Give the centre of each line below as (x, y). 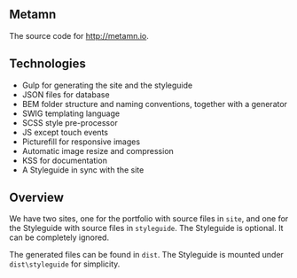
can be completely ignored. (59, 237)
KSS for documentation (65, 160)
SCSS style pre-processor (70, 122)
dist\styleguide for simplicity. (65, 264)
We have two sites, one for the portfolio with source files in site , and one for (149, 219)
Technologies (48, 64)
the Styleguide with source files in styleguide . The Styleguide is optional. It (146, 228)
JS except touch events (65, 132)
